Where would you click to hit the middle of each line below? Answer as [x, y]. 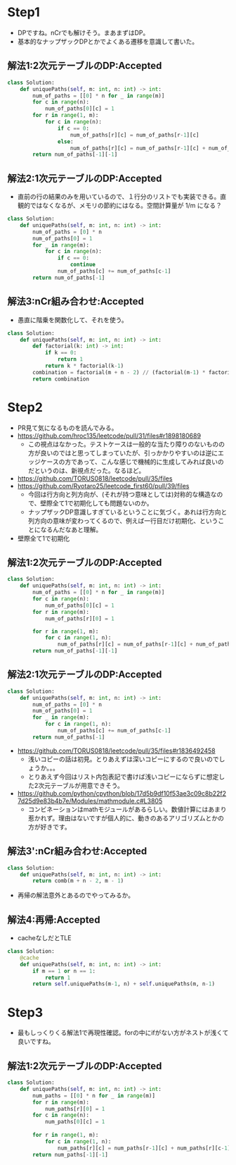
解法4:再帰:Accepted [54, 919]
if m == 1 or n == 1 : [64, 971]
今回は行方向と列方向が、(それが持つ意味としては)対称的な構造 [119, 494]
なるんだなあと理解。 [71, 529]
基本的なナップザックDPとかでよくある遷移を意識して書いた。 [108, 41]
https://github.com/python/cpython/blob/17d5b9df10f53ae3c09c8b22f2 [122, 793]
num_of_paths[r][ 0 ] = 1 [79, 618]
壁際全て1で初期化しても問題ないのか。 [97, 503]
